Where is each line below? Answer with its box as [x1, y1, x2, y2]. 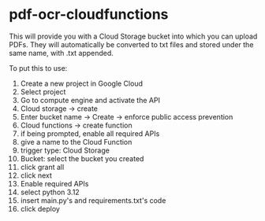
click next [20, 171, 52, 180]
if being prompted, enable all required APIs [20, 128, 160, 138]
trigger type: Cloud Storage [20, 145, 110, 155]
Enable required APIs [20, 179, 89, 188]
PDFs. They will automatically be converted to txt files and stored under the [9, 39, 254, 49]
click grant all [20, 162, 65, 171]
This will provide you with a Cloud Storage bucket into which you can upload [9, 31, 258, 41]
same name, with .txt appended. [9, 48, 114, 57]
